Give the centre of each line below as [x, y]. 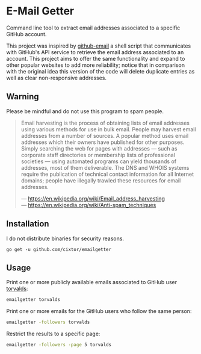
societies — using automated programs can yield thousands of [98, 161]
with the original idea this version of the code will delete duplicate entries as [100, 71]
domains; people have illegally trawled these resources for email [101, 180]
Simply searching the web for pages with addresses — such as [99, 148]
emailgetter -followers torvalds [48, 322]
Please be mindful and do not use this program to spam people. [85, 111]
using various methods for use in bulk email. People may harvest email [108, 129]
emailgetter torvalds [33, 300]
